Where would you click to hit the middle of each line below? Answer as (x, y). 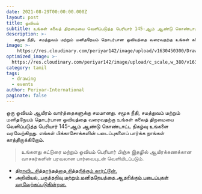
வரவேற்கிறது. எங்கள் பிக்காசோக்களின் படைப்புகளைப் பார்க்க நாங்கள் (85, 133)
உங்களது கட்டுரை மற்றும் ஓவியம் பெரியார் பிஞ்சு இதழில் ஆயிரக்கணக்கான (106, 151)
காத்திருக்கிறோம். (25, 139)
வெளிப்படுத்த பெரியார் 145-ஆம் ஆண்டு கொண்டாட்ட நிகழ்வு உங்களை (87, 126)
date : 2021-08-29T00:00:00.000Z (47, 12)
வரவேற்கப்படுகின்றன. (41, 184)
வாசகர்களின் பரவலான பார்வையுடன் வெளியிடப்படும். (82, 158)
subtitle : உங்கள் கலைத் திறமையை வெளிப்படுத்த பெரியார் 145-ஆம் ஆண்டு (90, 29)
